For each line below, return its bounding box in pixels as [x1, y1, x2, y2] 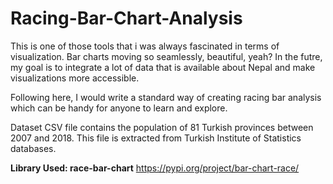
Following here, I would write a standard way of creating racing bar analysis [10, 91, 322, 103]
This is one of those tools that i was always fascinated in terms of [10, 40, 280, 52]
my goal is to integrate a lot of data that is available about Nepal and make [10, 61, 316, 73]
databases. [10, 142, 57, 154]
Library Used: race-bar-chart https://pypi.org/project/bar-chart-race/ [10, 162, 300, 174]
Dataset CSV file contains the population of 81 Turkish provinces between [10, 121, 314, 133]
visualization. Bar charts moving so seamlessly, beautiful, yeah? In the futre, [10, 50, 323, 62]
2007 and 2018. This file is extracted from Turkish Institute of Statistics [10, 132, 302, 144]
